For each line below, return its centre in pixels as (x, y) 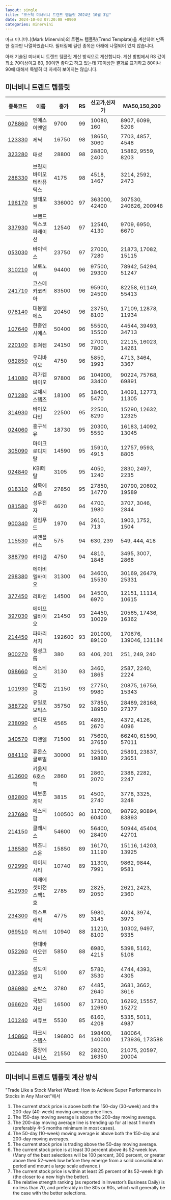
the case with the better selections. (50, 1193)
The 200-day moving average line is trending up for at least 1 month (84, 1122)
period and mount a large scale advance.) (56, 1166)
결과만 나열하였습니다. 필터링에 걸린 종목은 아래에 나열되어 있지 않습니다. (82, 46)
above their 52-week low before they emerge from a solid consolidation (88, 1160)
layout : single (21, 10)
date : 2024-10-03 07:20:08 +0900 (41, 19)
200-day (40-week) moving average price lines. (63, 1111)
